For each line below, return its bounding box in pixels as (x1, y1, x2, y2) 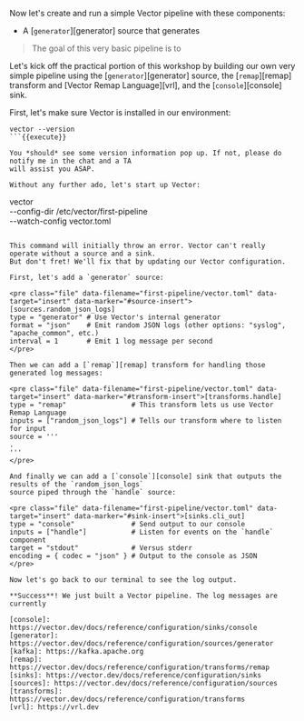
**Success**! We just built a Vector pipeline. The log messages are (9, 591, 279, 600)
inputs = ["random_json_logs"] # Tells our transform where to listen (9, 416, 282, 426)
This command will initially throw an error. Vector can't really (9, 241, 266, 250)
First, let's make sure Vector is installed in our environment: (9, 107, 231, 117)
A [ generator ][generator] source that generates (22, 25, 201, 35)
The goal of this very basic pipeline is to (31, 43, 181, 54)
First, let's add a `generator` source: (9, 273, 165, 282)
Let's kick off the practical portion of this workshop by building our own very (9, 61, 296, 71)
